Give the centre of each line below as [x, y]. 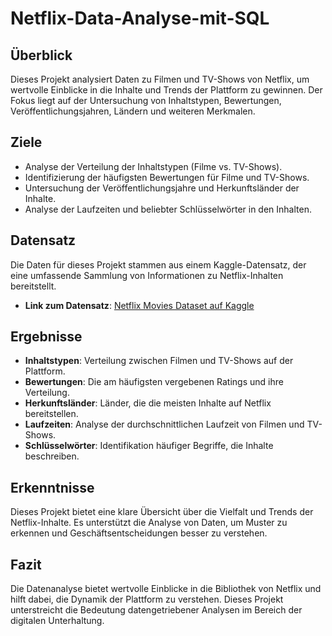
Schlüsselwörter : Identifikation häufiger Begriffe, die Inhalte [149, 446]
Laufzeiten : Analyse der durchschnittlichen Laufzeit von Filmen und [164, 424]
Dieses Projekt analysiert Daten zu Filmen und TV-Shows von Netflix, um [160, 79]
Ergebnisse [46, 337]
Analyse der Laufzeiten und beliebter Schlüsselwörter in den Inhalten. [168, 209]
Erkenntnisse [52, 487]
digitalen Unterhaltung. [57, 621]
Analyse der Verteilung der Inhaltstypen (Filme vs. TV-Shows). [153, 166]
